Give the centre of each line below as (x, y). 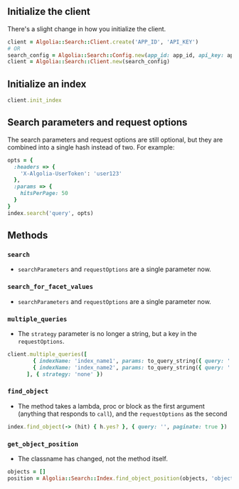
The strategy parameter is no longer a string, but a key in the (107, 333)
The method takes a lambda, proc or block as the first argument (111, 406)
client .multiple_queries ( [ (47, 354)
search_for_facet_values (51, 287)
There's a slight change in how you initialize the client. (87, 28)
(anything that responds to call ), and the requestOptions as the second (122, 414)
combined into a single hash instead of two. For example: (91, 147)
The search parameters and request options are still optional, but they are (115, 140)
